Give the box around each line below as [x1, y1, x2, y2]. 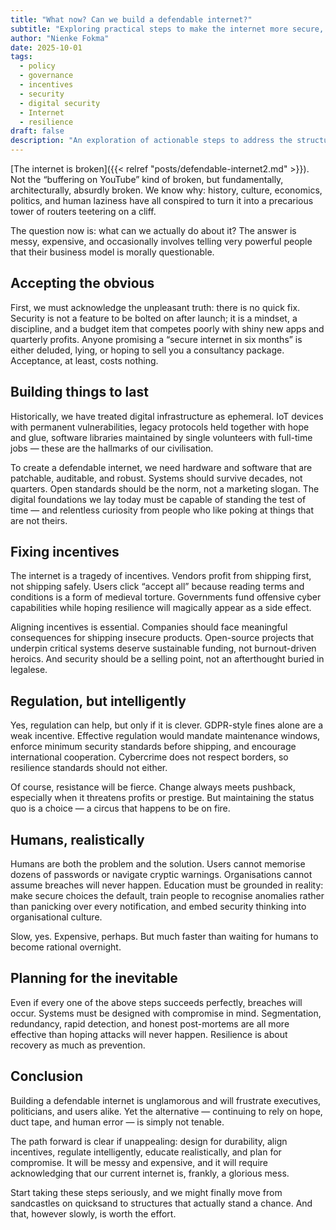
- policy [19, 61, 56, 71]
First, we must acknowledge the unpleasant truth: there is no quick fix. [10, 301, 301, 313]
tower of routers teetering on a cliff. [10, 206, 157, 217]
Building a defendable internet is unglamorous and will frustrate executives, [10, 1094, 322, 1106]
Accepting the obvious [10, 275, 155, 292]
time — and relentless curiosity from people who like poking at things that [10, 504, 314, 516]
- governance [19, 71, 74, 81]
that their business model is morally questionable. [10, 246, 215, 258]
